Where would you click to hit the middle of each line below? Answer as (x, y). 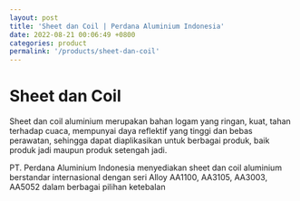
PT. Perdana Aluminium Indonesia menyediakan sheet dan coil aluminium (146, 167)
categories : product (48, 43)
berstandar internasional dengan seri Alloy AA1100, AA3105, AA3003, (139, 177)
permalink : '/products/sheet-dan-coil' (85, 52)
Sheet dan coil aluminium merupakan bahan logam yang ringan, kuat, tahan (150, 121)
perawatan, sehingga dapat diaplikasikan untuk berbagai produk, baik (140, 140)
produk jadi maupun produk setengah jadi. (88, 150)
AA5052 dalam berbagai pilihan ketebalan (87, 187)
